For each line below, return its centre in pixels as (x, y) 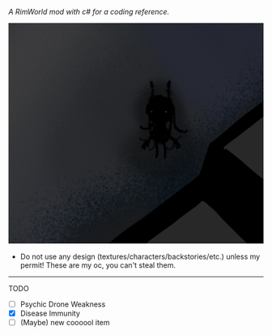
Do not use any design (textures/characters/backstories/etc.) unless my (140, 257)
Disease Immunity (50, 314)
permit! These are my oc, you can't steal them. (98, 265)
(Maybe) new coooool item (65, 323)
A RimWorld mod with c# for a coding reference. (89, 12)
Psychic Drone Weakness (63, 304)
